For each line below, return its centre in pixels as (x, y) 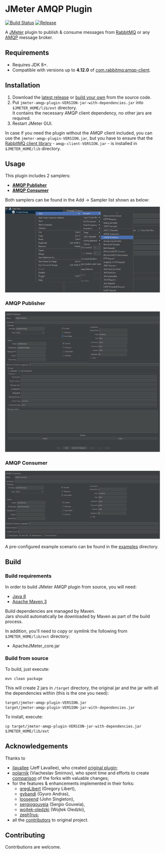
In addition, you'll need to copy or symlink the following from (66, 631)
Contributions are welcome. (33, 847)
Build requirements (28, 576)
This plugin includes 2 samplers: (38, 176)
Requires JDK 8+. (30, 64)
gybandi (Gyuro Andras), (45, 794)
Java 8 (19, 596)
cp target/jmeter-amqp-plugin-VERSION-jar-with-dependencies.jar (73, 726)
